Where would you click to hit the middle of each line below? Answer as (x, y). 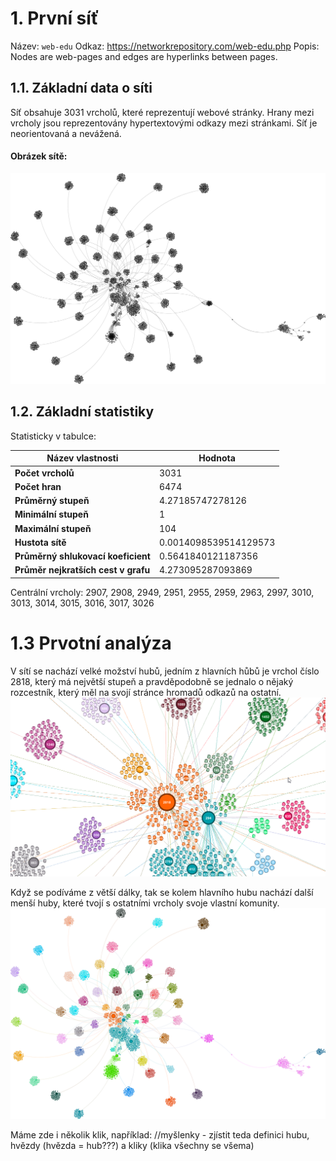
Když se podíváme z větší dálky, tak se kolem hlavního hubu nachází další (162, 892)
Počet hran (38, 486)
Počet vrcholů (44, 473)
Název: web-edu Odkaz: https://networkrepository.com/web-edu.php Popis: (165, 46)
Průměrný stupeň (52, 501)
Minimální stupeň (51, 514)
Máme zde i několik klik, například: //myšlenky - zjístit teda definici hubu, (160, 1135)
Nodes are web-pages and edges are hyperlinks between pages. (144, 56)
